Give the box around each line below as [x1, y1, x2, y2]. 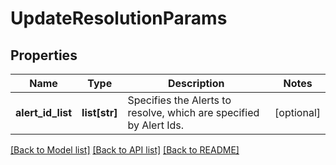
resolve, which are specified [127, 106, 260, 119]
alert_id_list [15, 106, 73, 119]
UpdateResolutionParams [10, 7, 228, 30]
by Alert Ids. [127, 118, 185, 132]
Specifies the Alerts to [127, 93, 232, 107]
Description [168, 77, 225, 90]
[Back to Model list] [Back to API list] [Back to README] [10, 144, 240, 156]
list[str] [81, 106, 118, 119]
